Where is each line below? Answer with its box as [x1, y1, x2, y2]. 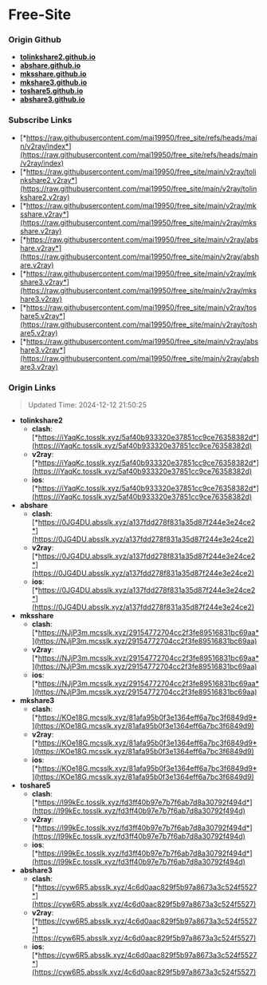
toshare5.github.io [19, 86, 84, 96]
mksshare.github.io [19, 70, 87, 79]
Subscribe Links [8, 114, 73, 125]
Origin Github [8, 34, 62, 46]
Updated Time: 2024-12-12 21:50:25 [27, 400, 147, 410]
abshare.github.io [19, 61, 81, 70]
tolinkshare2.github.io [19, 52, 96, 62]
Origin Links [8, 382, 57, 393]
